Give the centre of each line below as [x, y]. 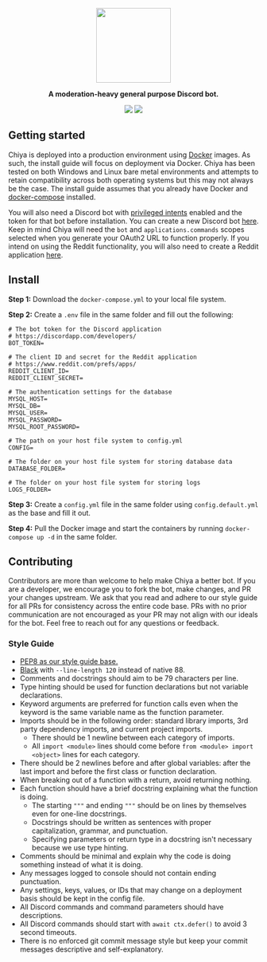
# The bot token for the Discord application [85, 329]
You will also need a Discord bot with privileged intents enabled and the [125, 212]
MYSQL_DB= [25, 406]
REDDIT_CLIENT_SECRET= [46, 378]
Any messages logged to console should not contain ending [118, 873]
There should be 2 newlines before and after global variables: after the [135, 763]
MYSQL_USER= [28, 413]
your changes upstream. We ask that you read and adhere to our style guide [133, 598]
